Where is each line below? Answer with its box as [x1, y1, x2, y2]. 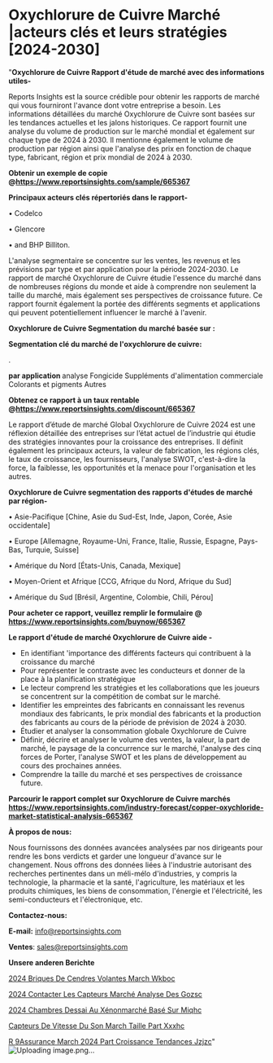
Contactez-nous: [8, 910, 67, 920]
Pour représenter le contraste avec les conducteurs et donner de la [19, 665, 245, 675]
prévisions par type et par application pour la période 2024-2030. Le [8, 264, 240, 274]
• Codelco [8, 208, 43, 217]
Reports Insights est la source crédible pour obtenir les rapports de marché [8, 91, 260, 101]
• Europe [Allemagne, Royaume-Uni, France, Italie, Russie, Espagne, [8, 536, 237, 546]
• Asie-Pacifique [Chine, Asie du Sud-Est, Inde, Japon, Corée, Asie [8, 512, 233, 521]
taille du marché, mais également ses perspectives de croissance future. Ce [8, 290, 262, 300]
